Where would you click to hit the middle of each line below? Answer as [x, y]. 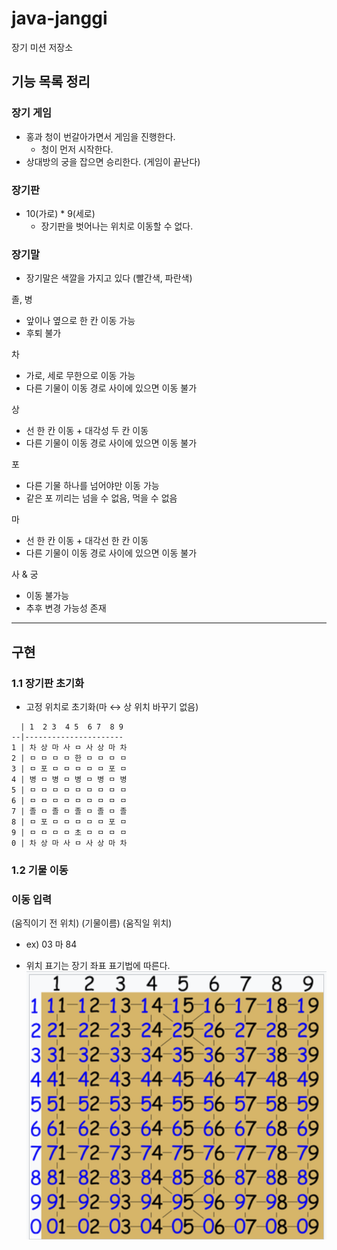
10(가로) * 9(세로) [60, 213]
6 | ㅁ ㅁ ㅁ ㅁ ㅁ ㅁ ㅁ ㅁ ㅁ [69, 800]
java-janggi [59, 18]
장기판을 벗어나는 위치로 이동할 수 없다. [117, 226]
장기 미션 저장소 [42, 47]
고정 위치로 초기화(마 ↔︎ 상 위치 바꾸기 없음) [112, 706]
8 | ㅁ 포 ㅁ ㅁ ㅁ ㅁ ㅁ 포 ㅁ [69, 822]
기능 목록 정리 [51, 82]
